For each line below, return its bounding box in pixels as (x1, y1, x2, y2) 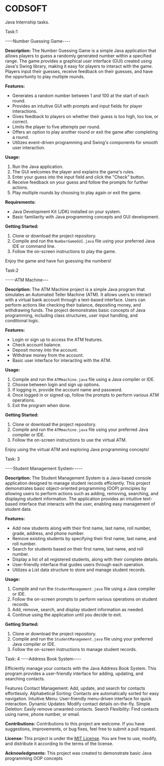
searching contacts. (5, 675, 46, 681)
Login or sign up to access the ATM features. (12, 336, 103, 342)
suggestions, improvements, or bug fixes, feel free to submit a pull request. (5, 726, 157, 732)
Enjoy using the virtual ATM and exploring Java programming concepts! (5, 446, 149, 452)
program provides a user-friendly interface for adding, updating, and (5, 670, 143, 676)
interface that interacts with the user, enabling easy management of (19, 501, 156, 507)
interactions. (12, 108, 38, 114)
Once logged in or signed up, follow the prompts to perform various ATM (12, 392, 159, 398)
